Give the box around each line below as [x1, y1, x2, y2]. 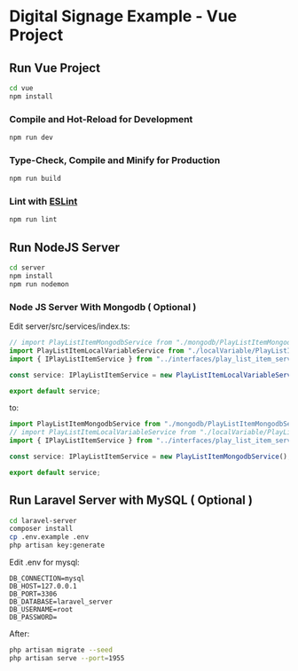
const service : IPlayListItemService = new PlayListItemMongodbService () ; [9, 452, 292, 461]
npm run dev [9, 133, 53, 143]
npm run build [9, 175, 62, 183]
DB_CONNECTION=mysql [9, 574, 86, 583]
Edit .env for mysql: [9, 557, 80, 568]
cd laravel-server [9, 516, 77, 525]
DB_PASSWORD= [9, 613, 58, 622]
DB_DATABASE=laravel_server [9, 597, 114, 606]
